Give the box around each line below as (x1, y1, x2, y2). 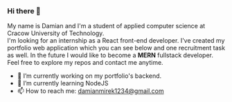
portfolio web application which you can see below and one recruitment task (7, 44, 226, 52)
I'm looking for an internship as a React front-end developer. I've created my (7, 37, 225, 45)
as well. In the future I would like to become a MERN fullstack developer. (7, 51, 213, 59)
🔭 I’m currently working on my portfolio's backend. (17, 72, 162, 80)
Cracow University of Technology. (7, 29, 105, 37)
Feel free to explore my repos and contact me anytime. (7, 59, 164, 67)
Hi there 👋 (7, 6, 42, 16)
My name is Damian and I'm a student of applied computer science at (7, 22, 206, 30)
